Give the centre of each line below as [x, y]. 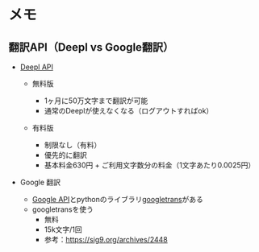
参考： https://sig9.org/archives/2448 [106, 240]
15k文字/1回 [63, 229]
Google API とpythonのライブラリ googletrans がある [118, 199]
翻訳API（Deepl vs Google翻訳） [91, 47]
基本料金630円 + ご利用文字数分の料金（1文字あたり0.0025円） [150, 165]
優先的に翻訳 [65, 155]
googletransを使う [63, 209]
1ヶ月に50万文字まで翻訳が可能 [96, 101]
